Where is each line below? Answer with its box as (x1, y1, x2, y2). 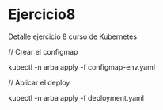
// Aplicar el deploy (8, 78, 70, 87)
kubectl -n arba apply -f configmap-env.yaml (8, 62, 156, 72)
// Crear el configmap (8, 47, 78, 56)
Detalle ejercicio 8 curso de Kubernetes (8, 32, 137, 41)
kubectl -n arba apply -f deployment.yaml (8, 93, 145, 102)
